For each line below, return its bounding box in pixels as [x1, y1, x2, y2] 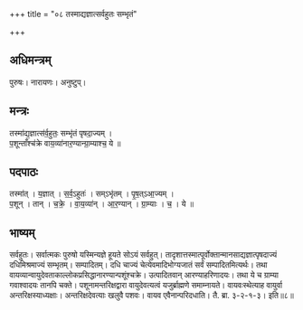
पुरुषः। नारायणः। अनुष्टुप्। [9, 77, 87, 88]
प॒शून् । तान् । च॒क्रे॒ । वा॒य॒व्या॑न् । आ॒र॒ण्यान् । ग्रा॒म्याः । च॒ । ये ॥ [9, 199, 194, 210]
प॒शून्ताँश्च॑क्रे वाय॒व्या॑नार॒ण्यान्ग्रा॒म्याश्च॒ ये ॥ [9, 137, 121, 148]
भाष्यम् [9, 225, 35, 240]
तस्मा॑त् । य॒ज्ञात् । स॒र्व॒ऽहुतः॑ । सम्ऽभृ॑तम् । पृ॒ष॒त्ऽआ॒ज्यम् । [9, 188, 175, 199]
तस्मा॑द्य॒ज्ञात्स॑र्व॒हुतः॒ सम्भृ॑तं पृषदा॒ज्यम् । [9, 127, 113, 138]
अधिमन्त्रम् [9, 52, 52, 68]
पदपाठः [9, 164, 39, 180]
